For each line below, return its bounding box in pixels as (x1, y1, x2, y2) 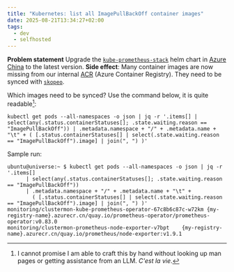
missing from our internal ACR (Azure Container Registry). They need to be (7, 70, 222, 79)
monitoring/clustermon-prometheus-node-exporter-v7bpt (7, 224, 170, 231)
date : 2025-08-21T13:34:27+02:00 (7, 17, 104, 24)
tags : (7, 23, 23, 30)
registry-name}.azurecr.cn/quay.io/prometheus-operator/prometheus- (7, 212, 210, 219)
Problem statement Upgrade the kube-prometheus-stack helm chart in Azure (7, 55, 226, 63)
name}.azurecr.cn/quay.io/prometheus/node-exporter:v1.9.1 (7, 230, 182, 237)
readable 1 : (7, 98, 37, 108)
